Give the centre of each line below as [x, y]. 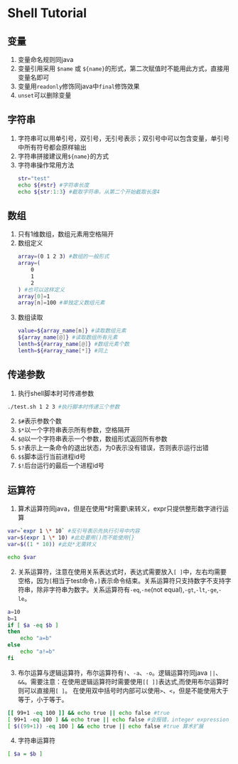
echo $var [22, 557]
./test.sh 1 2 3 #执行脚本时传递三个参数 [64, 407]
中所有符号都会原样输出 [52, 147]
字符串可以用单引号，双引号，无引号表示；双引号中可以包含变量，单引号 [123, 138]
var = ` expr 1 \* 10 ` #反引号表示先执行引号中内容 [74, 531]
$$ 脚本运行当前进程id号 [52, 456]
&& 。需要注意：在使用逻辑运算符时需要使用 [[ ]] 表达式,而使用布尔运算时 [123, 681]
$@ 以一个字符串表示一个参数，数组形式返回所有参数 [93, 439]
